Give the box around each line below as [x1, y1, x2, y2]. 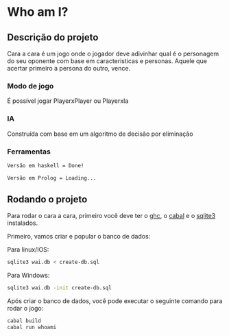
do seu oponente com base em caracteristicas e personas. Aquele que [7, 57, 208, 65]
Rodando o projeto [7, 193, 88, 206]
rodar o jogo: [7, 304, 44, 313]
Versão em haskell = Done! [7, 162, 84, 169]
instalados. [7, 219, 38, 227]
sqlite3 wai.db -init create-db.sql [7, 285, 112, 291]
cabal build [7, 317, 41, 324]
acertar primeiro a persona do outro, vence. [7, 64, 131, 72]
